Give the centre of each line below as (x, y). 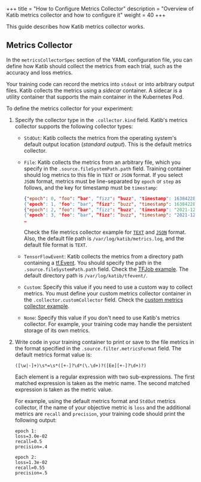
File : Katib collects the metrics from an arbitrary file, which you (102, 162)
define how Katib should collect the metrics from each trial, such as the (94, 66)
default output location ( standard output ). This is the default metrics (108, 144)
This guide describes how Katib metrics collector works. (76, 27)
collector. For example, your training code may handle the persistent (108, 324)
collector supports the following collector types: (74, 126)
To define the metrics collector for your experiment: (70, 108)
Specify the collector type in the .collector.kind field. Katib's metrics (101, 120)
